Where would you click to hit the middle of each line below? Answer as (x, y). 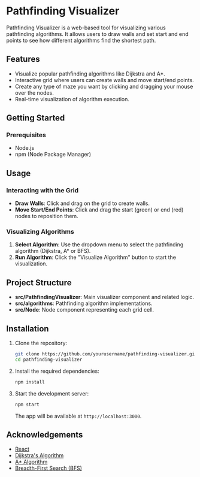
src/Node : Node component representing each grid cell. (84, 310)
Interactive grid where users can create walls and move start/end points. (104, 80)
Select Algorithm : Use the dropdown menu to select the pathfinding (99, 244)
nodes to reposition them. (47, 216)
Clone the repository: (41, 343)
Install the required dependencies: (57, 371)
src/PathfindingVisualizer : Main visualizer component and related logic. (104, 297)
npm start (27, 404)
